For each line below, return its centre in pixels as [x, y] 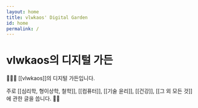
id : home [17, 23]
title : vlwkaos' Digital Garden [47, 17]
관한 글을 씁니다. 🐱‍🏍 [36, 99]
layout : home [23, 12]
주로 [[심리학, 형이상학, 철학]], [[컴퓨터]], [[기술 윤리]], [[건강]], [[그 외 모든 [94, 91]
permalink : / [23, 29]
